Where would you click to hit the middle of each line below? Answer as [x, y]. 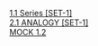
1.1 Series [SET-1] [41, 13]
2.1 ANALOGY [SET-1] [49, 23]
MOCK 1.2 [28, 32]
